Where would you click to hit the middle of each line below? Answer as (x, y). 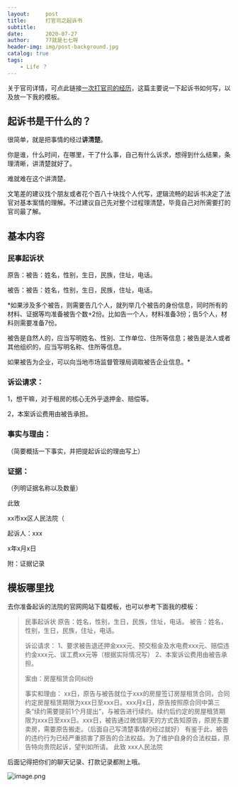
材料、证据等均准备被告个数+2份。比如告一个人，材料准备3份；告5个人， (114, 314)
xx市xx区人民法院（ (36, 519)
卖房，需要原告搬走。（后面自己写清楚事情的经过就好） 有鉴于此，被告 (126, 729)
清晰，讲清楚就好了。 (44, 163)
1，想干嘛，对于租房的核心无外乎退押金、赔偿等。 (80, 399)
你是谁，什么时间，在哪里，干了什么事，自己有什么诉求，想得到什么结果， (116, 155)
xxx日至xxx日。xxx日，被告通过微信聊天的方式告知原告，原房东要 (133, 720)
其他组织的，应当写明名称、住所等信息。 (66, 347)
